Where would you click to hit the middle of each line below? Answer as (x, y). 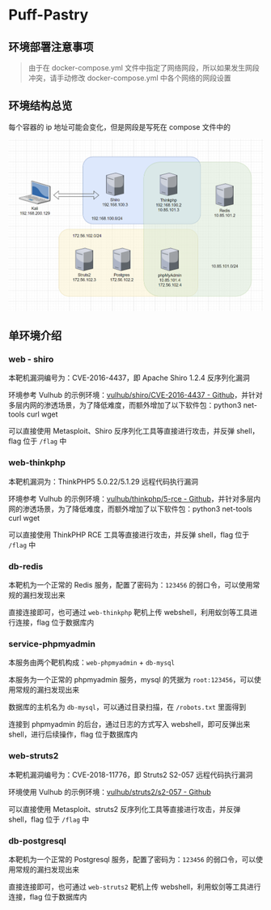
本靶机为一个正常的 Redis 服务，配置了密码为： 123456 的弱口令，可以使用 (131, 585)
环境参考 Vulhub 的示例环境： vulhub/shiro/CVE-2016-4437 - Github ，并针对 (135, 395)
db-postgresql (37, 840)
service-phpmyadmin (52, 643)
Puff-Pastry (49, 15)
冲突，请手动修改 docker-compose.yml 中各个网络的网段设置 (130, 78)
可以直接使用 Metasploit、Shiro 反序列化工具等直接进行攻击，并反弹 (121, 431)
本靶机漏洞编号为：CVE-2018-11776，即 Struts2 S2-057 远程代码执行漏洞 (131, 775)
